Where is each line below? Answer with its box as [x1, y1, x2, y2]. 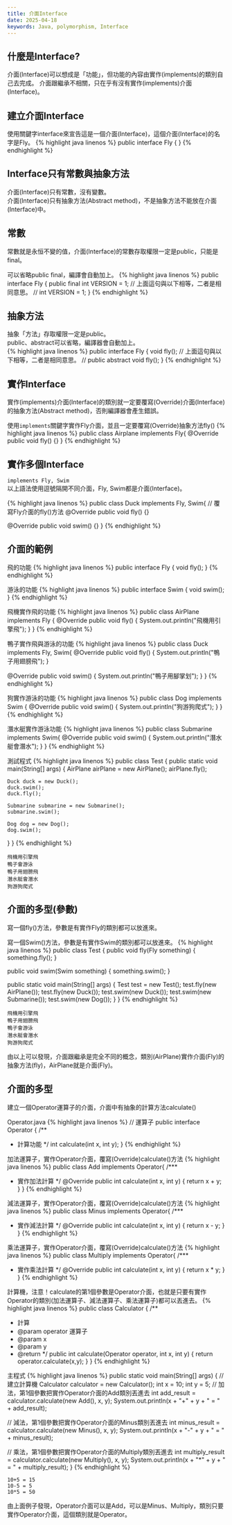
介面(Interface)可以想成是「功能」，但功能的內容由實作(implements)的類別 [7, 70, 217, 78]
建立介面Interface [7, 110, 84, 122]
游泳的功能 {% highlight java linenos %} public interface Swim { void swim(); [7, 585, 225, 594]
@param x [17, 1335, 47, 1343]
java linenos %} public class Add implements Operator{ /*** [7, 1162, 178, 1171]
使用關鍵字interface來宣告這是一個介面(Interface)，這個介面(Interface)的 [7, 130, 215, 137]
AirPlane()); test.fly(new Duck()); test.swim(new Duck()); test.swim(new [7, 987, 212, 996]
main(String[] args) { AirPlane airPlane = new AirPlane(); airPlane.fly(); [7, 765, 208, 773]
